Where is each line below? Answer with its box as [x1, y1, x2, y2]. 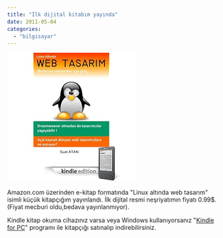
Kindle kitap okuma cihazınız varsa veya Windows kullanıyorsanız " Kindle [7, 216, 215, 224]
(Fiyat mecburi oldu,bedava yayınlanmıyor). [7, 203, 130, 211]
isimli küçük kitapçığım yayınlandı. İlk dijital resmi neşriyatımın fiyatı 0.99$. [7, 195, 217, 204]
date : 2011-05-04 [7, 18, 57, 25]
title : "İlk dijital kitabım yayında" [7, 11, 118, 18]
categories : [7, 25, 41, 32]
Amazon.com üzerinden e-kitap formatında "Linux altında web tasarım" [7, 189, 208, 197]
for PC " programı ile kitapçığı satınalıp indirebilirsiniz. [7, 224, 156, 232]
